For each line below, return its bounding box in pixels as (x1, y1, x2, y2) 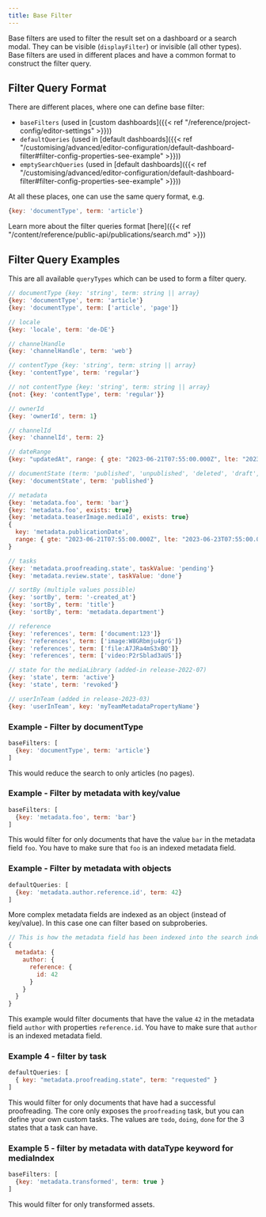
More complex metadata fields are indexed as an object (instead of (8, 910, 227, 919)
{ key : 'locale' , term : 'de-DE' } (8, 325, 115, 333)
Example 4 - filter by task (8, 1051, 107, 1062)
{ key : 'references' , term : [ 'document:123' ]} (8, 630, 161, 638)
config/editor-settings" (19, 126, 95, 135)
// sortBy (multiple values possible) (8, 586, 136, 594)
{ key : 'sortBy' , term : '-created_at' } (8, 593, 136, 601)
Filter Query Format (8, 82, 107, 95)
